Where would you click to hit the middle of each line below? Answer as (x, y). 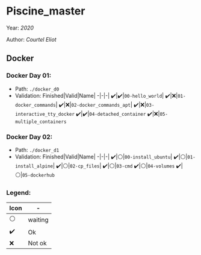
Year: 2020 (20, 28)
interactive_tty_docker (45, 114)
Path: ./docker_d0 (37, 89)
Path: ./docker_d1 (37, 150)
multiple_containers (41, 122)
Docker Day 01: (29, 75)
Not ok (37, 244)
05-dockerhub (39, 175)
